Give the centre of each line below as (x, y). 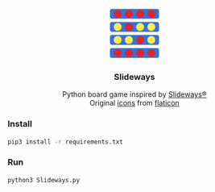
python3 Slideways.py (44, 180)
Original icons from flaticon (134, 103)
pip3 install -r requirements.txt (66, 142)
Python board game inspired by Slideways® (134, 94)
